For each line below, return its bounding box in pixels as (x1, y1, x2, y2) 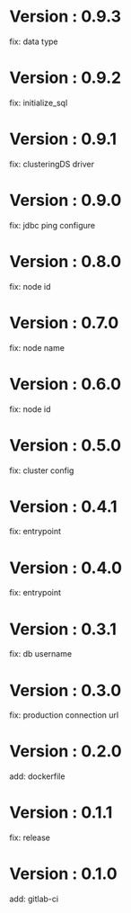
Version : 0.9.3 (9, 6, 121, 27)
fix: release (9, 832, 51, 843)
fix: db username (9, 649, 73, 659)
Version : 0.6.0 (9, 373, 122, 394)
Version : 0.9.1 (9, 129, 118, 149)
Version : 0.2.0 (9, 741, 123, 762)
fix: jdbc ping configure (9, 219, 96, 230)
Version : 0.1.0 (9, 864, 118, 884)
